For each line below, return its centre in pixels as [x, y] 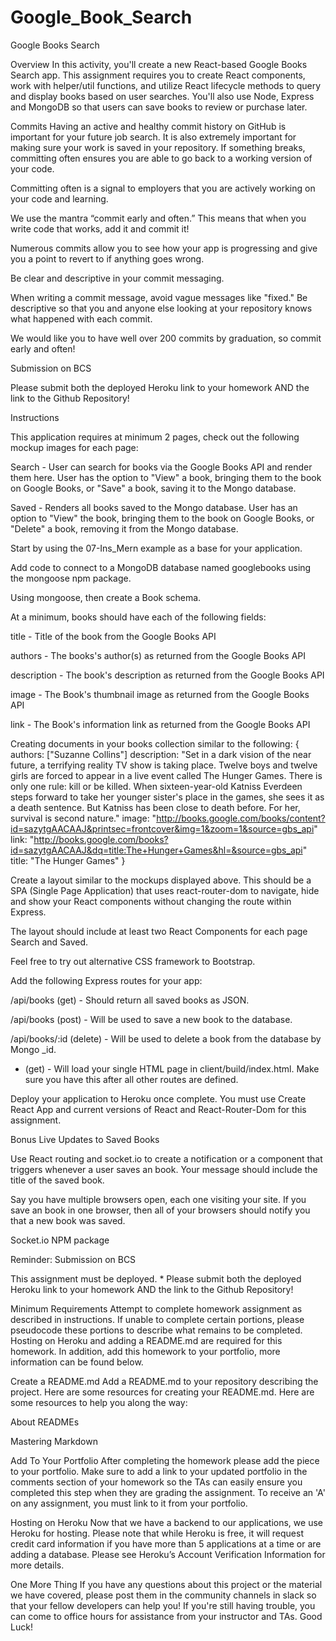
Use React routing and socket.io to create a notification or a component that [166, 1158]
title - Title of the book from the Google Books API [113, 636]
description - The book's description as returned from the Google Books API [167, 675]
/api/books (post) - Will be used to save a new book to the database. [151, 1019]
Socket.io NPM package [60, 1240]
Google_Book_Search [101, 17]
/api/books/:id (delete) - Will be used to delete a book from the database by [166, 1038]
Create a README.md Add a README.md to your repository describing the [164, 1381]
